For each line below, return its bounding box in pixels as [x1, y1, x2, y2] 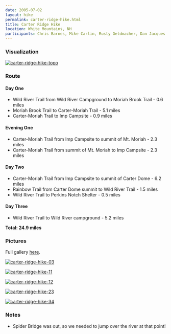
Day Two [5, 164, 25, 170]
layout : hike [5, 12, 33, 17]
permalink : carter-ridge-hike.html [5, 17, 81, 22]
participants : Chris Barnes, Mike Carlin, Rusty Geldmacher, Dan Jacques [5, 31, 166, 36]
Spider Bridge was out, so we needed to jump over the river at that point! [12, 323, 166, 329]
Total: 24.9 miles [5, 225, 42, 231]
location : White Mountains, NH [5, 27, 72, 32]
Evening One [5, 125, 33, 131]
